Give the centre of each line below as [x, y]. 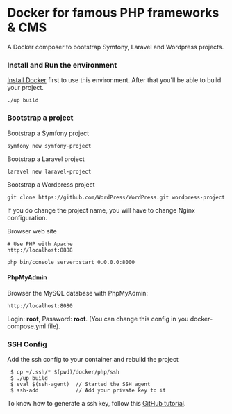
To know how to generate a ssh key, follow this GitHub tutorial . [97, 404]
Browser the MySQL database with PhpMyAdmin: [77, 293]
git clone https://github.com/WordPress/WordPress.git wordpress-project [116, 197]
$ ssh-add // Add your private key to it [88, 391]
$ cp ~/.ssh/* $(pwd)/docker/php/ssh [65, 372]
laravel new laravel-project [49, 171]
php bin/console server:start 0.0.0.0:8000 [71, 262]
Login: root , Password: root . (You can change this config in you [98, 319]
